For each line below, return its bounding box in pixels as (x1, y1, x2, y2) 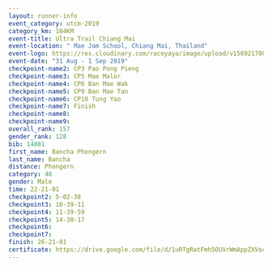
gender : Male (8, 178, 53, 187)
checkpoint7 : (8, 230, 53, 239)
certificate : (8, 246, 53, 254)
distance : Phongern (8, 163, 74, 171)
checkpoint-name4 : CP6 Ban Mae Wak (8, 79, 129, 88)
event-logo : (8, 49, 49, 58)
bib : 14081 (8, 139, 45, 148)
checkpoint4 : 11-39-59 (8, 208, 85, 216)
